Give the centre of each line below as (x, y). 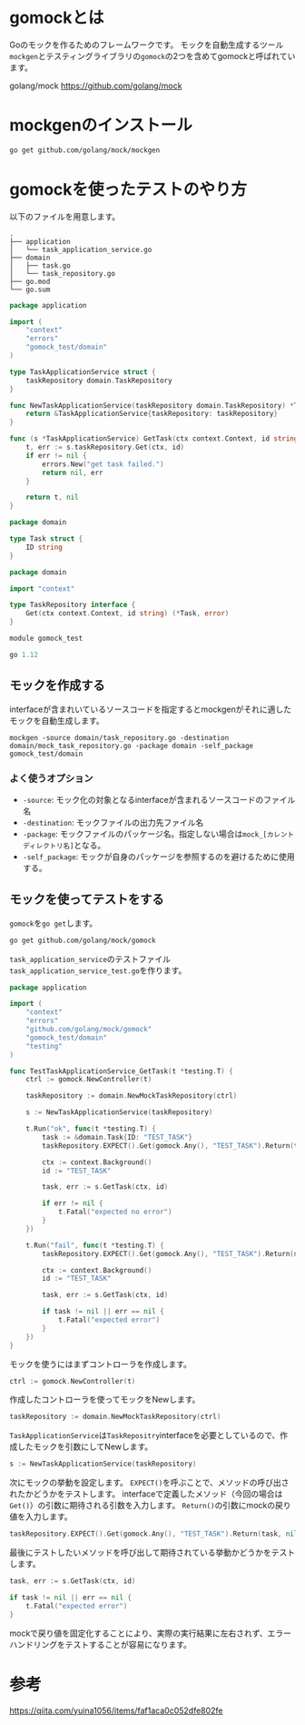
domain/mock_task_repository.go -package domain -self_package (132, 746)
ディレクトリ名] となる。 (64, 845)
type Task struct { (46, 539)
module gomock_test (46, 639)
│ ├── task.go (40, 265)
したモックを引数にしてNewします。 (85, 1446)
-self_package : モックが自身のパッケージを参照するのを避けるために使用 (158, 857)
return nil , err (73, 472)
